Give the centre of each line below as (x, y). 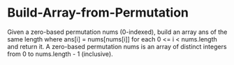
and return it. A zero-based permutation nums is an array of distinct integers (117, 46)
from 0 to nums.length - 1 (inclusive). (60, 54)
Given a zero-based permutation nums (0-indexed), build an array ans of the (117, 32)
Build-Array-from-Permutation (98, 13)
